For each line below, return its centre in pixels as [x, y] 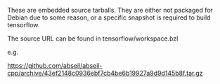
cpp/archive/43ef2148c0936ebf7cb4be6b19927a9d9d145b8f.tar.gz [105, 73]
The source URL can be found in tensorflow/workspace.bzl [93, 38]
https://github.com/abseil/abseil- [55, 65]
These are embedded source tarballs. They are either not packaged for [110, 10]
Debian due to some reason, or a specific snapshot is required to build [109, 17]
